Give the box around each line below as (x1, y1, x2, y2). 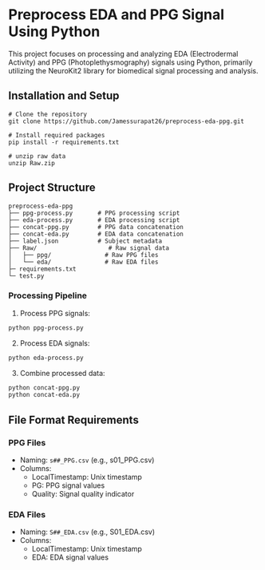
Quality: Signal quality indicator (31, 489, 135, 499)
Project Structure (8, 181, 96, 195)
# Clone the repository (8, 110, 88, 118)
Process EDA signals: (19, 338, 90, 348)
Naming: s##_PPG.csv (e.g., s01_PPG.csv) (19, 455, 155, 465)
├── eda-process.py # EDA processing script (8, 216, 180, 224)
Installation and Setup (8, 89, 120, 103)
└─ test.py (8, 271, 45, 280)
